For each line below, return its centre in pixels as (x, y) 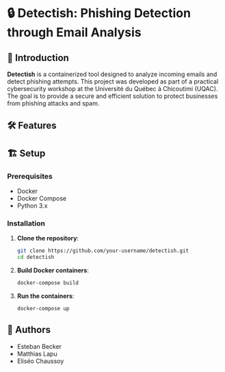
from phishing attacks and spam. (53, 103)
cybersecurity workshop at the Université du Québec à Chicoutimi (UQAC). (112, 89)
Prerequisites (30, 176)
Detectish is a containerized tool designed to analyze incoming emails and (112, 74)
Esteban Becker (39, 346)
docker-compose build (48, 283)
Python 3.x (32, 206)
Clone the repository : (48, 238)
